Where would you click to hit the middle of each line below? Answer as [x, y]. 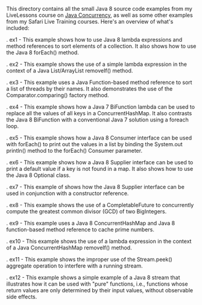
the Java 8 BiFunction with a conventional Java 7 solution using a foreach [97, 120]
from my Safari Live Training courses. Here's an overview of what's [90, 21]
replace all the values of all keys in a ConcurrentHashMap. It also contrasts [99, 113]
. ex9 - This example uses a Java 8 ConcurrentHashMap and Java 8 [91, 223]
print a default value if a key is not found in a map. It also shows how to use [100, 169]
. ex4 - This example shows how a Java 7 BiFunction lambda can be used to [100, 107]
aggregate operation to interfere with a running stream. [74, 266]
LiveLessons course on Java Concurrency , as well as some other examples [99, 15]
